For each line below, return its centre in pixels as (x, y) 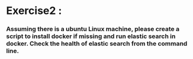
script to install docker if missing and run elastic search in (91, 36)
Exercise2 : (34, 11)
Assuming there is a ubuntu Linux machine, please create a (93, 29)
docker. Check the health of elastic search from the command (97, 44)
